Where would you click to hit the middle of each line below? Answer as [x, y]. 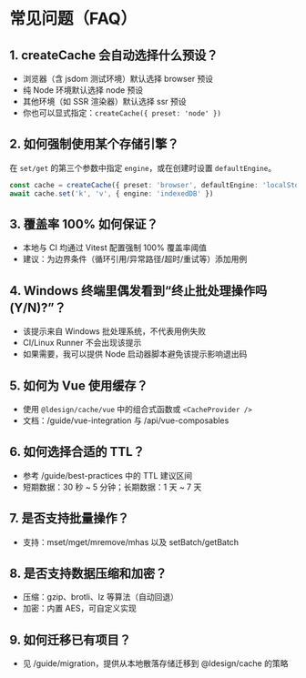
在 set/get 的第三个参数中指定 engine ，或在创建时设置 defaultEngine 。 [143, 167]
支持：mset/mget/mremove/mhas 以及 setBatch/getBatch [131, 541]
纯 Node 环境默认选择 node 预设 [83, 90]
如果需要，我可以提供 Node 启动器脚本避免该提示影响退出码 [135, 354]
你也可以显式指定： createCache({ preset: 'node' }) [122, 113]
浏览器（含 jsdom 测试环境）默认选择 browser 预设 [118, 79]
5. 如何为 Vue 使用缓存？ [79, 385]
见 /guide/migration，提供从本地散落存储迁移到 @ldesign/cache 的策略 [155, 663]
